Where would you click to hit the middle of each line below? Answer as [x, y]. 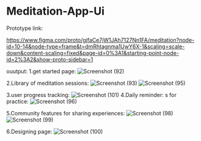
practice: [17, 101]
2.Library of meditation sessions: [48, 83]
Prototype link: [25, 28]
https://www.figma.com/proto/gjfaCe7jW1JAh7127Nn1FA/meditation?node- [100, 40]
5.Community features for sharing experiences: [66, 113]
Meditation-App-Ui [56, 11]
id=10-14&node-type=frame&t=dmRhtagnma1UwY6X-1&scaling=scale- [96, 46]
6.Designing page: [29, 131]
